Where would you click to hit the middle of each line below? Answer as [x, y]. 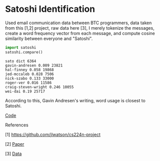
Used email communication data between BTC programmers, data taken [79, 23]
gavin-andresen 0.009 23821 [34, 65]
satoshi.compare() [24, 52]
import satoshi [21, 47]
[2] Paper [15, 144]
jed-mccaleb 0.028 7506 [30, 74]
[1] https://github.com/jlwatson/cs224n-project [53, 134]
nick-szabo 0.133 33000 [30, 78]
